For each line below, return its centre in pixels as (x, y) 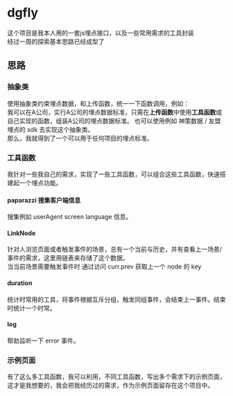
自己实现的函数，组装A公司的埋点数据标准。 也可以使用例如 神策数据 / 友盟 (114, 121)
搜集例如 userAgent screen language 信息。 (70, 217)
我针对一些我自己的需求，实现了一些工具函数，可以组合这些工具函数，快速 (113, 174)
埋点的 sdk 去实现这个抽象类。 (51, 129)
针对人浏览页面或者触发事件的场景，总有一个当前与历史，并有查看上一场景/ (115, 249)
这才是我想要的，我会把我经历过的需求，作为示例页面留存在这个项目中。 (110, 386)
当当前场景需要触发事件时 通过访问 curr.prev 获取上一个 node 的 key (104, 267)
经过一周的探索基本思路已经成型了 (56, 41)
